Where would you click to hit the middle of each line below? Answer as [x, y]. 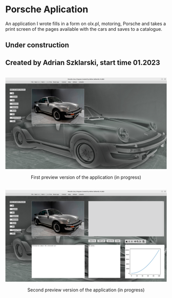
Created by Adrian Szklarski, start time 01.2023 [83, 62]
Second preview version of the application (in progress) [86, 290]
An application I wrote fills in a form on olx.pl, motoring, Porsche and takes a [86, 24]
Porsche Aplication [47, 9]
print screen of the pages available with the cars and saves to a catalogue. [84, 29]
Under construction [37, 45]
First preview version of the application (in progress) [86, 177]
